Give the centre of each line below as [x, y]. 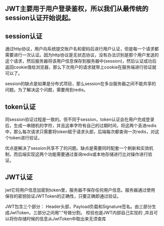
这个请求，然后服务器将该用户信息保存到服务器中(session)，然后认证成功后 [81, 61]
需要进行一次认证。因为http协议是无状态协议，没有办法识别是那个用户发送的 [82, 55]
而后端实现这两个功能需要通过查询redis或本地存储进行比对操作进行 [81, 154]
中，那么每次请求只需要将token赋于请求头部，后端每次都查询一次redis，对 [80, 132]
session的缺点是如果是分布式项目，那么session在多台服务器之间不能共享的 [81, 84]
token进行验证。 [26, 138]
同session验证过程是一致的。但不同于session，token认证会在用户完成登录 [80, 119]
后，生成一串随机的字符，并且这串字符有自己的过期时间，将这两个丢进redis [81, 126]
